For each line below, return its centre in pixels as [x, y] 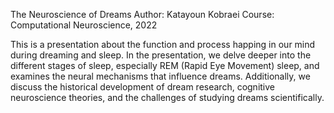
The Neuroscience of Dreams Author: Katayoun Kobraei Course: [142, 14]
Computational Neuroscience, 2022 [84, 25]
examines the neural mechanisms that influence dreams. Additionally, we [160, 76]
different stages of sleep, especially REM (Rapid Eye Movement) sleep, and [165, 65]
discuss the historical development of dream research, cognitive [143, 87]
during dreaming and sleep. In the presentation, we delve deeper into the [161, 55]
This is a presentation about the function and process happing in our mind [163, 44]
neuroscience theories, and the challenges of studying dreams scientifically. [167, 97]
